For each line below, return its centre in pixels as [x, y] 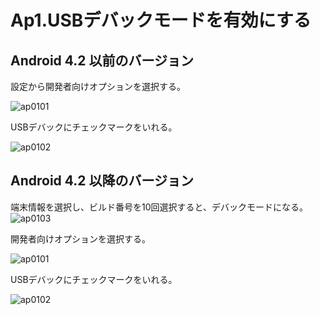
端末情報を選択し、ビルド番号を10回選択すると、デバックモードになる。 [159, 207]
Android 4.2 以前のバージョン [102, 60]
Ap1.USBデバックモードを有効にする [161, 20]
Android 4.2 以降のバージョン [102, 181]
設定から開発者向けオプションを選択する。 [98, 86]
